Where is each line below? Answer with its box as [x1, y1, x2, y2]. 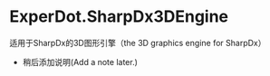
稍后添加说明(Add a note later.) [22, 56, 139, 67]
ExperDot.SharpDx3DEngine [9, 6, 229, 27]
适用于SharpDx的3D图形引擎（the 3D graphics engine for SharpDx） [9, 37, 266, 48]
